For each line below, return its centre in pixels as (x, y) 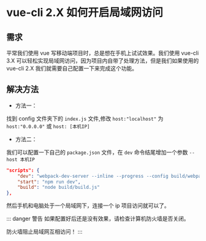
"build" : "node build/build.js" (59, 188)
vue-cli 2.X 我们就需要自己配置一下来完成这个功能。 (72, 68)
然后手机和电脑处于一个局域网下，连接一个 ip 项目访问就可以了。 (88, 205)
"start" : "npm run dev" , (49, 182)
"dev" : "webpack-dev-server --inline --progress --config (93, 176)
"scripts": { (23, 170)
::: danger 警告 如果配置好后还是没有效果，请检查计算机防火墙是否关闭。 (98, 219)
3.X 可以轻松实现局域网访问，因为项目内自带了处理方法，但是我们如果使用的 (103, 61)
